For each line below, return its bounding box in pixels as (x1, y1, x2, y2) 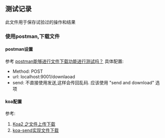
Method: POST (12, 68, 43, 74)
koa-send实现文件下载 (12, 127, 59, 133)
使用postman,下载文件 (5, 33, 60, 40)
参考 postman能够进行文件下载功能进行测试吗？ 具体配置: (5, 58, 124, 64)
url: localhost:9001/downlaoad (12, 73, 75, 79)
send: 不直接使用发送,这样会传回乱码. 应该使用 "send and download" (12, 79, 154, 85)
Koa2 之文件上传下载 (12, 121, 56, 127)
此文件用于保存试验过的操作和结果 (5, 19, 76, 25)
